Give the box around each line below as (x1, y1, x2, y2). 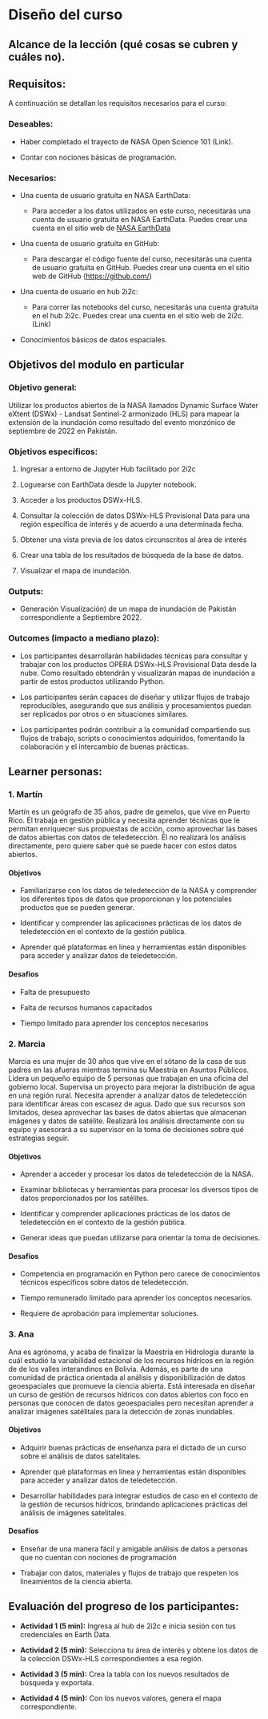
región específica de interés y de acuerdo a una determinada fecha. (19, 519, 244, 528)
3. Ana (8, 1329, 34, 1340)
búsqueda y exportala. (19, 1677, 94, 1687)
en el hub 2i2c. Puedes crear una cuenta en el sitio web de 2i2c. (31, 310, 244, 320)
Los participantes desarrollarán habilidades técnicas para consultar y (19, 651, 248, 661)
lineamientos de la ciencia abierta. (19, 1577, 134, 1587)
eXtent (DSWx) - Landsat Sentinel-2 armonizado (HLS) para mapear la (8, 409, 240, 419)
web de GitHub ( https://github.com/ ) (31, 271, 152, 281)
